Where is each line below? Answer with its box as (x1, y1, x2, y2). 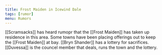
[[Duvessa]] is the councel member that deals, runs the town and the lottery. (5, 44, 158, 51)
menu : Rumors (5, 16, 32, 21)
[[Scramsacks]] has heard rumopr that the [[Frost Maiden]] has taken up (5, 29, 149, 35)
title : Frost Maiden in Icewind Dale (5, 7, 81, 12)
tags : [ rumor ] (5, 12, 34, 16)
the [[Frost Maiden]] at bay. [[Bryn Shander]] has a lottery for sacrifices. (5, 40, 149, 45)
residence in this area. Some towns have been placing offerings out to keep (5, 34, 156, 40)
